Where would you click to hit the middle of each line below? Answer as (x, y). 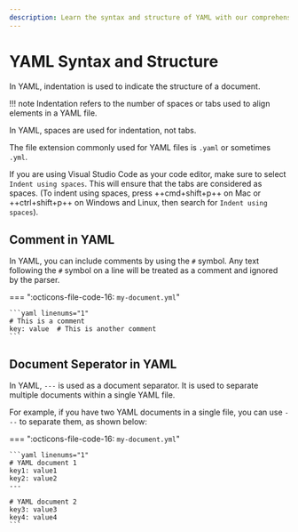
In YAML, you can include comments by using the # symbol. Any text (134, 261)
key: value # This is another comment (83, 329)
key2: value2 (33, 479)
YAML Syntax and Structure (114, 61)
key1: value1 (33, 471)
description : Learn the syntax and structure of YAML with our (129, 17)
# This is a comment (47, 321)
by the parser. (35, 280)
